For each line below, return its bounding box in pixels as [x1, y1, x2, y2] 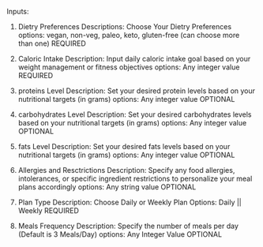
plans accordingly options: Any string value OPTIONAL [17, 182, 197, 192]
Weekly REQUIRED [17, 206, 79, 215]
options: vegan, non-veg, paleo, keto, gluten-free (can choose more [17, 31, 240, 39]
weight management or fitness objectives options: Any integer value [17, 62, 240, 72]
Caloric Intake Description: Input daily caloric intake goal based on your [17, 54, 251, 63]
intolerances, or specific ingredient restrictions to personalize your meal [17, 174, 253, 183]
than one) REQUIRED [17, 39, 87, 48]
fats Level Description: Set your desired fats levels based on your [17, 142, 231, 151]
